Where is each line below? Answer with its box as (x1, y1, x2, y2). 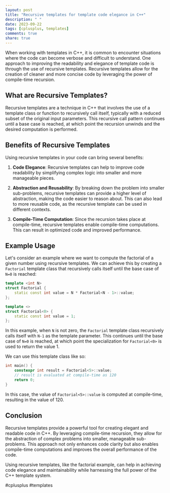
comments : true (5, 31, 37, 36)
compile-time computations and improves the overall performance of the (5, 446, 157, 452)
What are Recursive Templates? (5, 91, 108, 100)
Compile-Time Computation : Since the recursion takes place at (12, 216, 146, 222)
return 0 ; (14, 377, 35, 383)
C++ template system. (5, 472, 52, 478)
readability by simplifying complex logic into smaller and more (12, 169, 142, 175)
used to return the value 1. (5, 344, 60, 350)
